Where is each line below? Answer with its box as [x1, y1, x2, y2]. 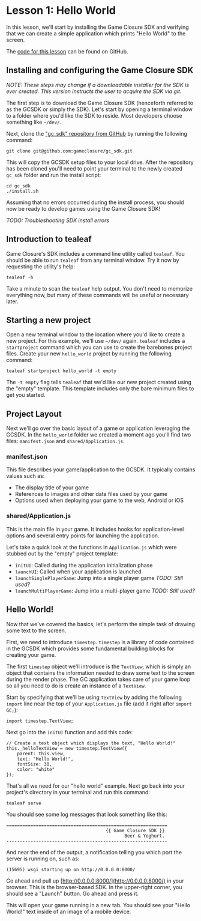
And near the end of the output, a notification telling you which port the [6, 848, 182, 856]
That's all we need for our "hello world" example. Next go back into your [6, 782, 185, 790]
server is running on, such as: [6, 855, 80, 862]
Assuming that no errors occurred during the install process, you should [6, 199, 184, 206]
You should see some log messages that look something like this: [6, 811, 167, 818]
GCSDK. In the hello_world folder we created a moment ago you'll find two [6, 431, 191, 438]
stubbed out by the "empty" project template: [6, 550, 119, 557]
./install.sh [6, 188, 39, 194]
